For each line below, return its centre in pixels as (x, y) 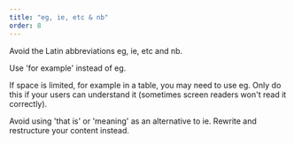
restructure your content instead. (70, 130)
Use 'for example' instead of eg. (68, 68)
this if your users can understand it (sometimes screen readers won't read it (148, 95)
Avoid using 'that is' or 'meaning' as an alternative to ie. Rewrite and (133, 121)
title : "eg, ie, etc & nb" (59, 17)
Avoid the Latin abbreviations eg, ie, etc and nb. (96, 50)
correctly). (28, 103)
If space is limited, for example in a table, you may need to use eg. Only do (145, 85)
